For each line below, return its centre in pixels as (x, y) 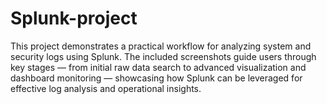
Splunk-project (74, 18)
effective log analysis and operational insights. (106, 88)
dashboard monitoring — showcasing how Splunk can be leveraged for (156, 78)
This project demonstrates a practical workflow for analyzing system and (161, 46)
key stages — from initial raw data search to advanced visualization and (158, 67)
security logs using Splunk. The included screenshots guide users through (163, 56)
